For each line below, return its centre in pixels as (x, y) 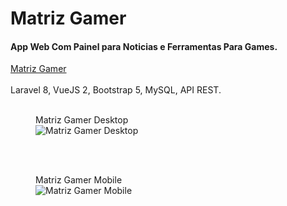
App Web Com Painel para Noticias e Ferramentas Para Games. (144, 46)
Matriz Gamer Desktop (82, 120)
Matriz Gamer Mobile (79, 180)
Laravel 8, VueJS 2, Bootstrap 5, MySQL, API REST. (116, 90)
